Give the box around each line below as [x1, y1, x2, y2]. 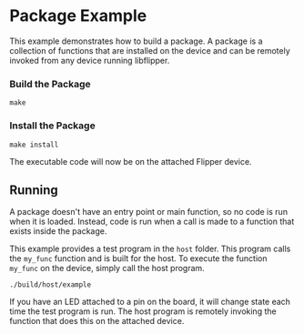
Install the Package [9, 119, 96, 132]
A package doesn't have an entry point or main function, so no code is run [9, 207, 289, 218]
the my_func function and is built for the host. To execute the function [9, 253, 268, 264]
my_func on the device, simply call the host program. [9, 263, 205, 274]
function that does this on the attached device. [9, 316, 185, 327]
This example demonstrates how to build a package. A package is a [9, 35, 263, 46]
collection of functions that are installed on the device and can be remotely [9, 45, 291, 56]
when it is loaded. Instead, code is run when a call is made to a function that [9, 216, 295, 228]
